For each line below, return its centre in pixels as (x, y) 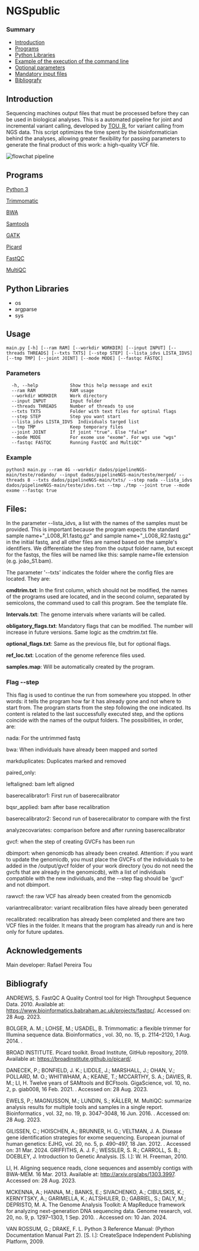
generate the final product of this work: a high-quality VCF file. (83, 145)
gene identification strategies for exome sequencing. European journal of (96, 1138)
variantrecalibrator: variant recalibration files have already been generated (97, 908)
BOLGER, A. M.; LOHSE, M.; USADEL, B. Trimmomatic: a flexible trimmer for (99, 1028)
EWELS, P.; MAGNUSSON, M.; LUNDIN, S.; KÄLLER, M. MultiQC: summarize (99, 1101)
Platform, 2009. (25, 1241)
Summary (21, 30)
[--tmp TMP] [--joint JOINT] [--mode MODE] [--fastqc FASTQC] (85, 358)
